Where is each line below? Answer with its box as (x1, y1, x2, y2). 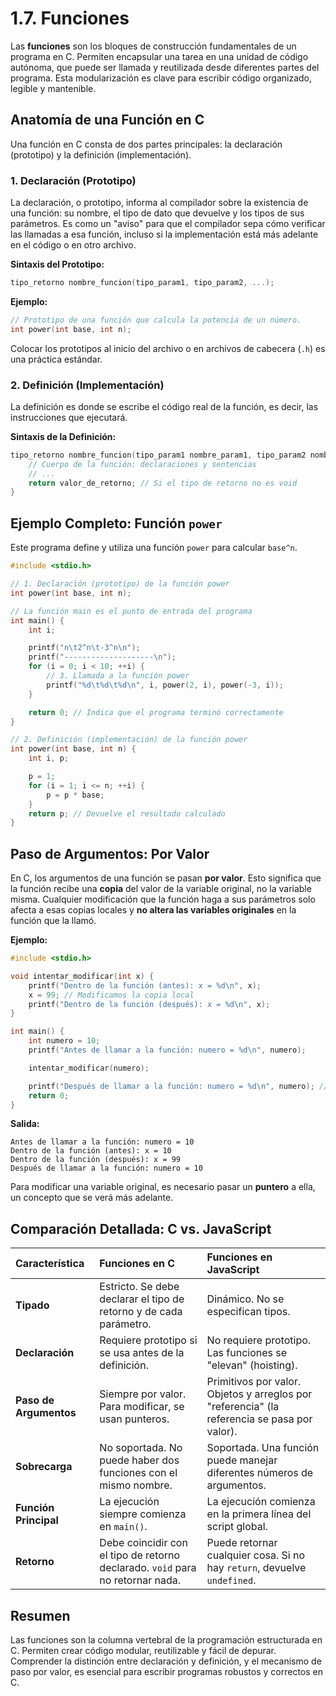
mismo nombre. (99, 1478, 173, 1492)
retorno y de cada (99, 1305, 183, 1319)
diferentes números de (206, 1466, 314, 1480)
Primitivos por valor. (206, 1375, 302, 1389)
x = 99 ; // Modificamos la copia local (28, 990, 195, 1000)
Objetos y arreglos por (206, 1387, 313, 1401)
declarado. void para (99, 1561, 197, 1575)
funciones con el (99, 1466, 178, 1480)
